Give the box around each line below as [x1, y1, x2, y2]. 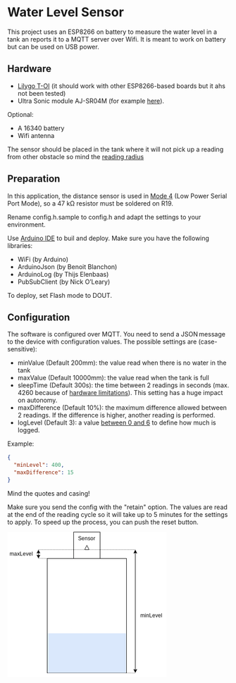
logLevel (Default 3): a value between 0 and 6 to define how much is [17, 418, 216, 427]
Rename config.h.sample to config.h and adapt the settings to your [7, 213, 201, 221]
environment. [7, 220, 46, 229]
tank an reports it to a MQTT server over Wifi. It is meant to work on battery [7, 35, 226, 43]
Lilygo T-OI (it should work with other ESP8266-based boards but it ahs [17, 82, 225, 90]
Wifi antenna [17, 131, 55, 139]
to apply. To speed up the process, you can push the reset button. [7, 518, 199, 526]
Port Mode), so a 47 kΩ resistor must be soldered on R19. [7, 199, 174, 208]
